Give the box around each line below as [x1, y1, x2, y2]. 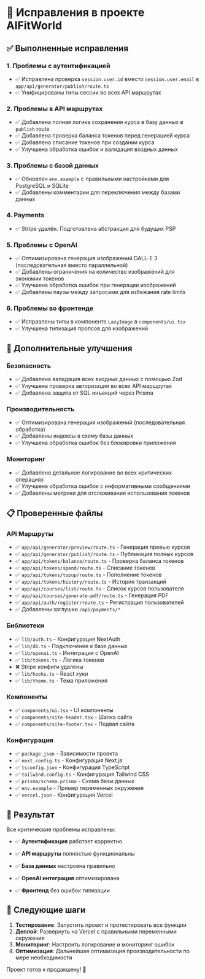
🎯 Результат [6, 810, 55, 820]
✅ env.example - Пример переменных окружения [15, 784, 144, 792]
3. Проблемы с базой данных [6, 161, 99, 170]
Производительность [6, 404, 75, 413]
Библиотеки [6, 621, 45, 630]
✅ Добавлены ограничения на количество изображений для [15, 268, 175, 276]
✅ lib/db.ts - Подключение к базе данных [15, 642, 128, 649]
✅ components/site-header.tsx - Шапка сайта [15, 713, 133, 721]
